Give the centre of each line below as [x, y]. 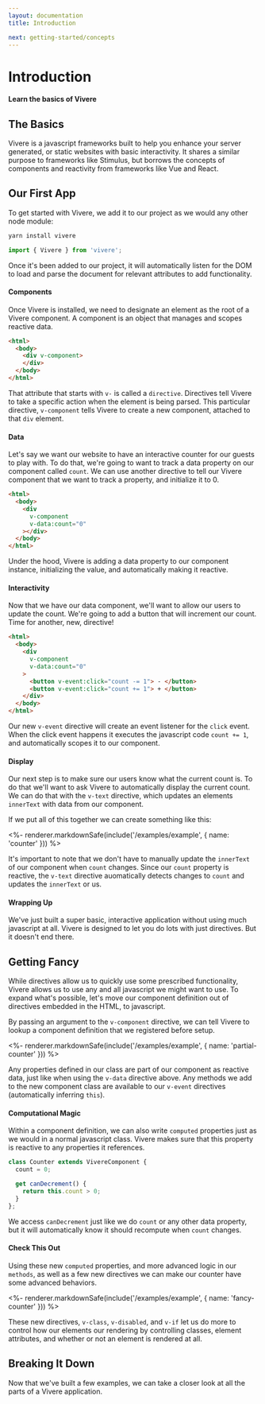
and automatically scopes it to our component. [84, 743]
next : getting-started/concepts [61, 37]
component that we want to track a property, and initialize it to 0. [114, 480]
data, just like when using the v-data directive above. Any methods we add [130, 1078]
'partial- [244, 1045]
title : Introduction [42, 23]
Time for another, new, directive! [61, 622]
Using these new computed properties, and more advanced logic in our [122, 1266]
